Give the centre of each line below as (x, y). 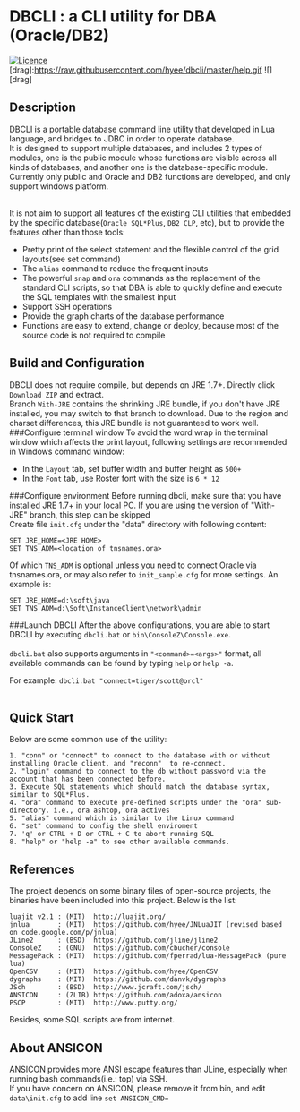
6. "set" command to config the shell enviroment (104, 826)
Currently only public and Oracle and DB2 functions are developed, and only (150, 176)
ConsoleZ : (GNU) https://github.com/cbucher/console (120, 948)
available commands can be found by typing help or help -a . (122, 663)
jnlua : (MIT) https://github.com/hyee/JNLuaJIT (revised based (146, 925)
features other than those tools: (67, 232)
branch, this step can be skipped (90, 514)
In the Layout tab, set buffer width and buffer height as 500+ (132, 468)
